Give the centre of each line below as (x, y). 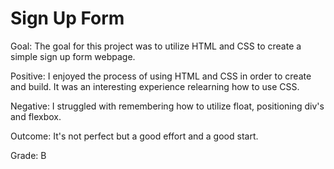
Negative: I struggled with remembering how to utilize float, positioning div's (167, 106)
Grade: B (28, 155)
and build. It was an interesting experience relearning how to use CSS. (155, 86)
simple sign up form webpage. (73, 56)
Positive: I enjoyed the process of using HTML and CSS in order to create (161, 76)
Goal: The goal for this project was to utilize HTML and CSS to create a (156, 46)
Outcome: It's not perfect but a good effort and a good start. (134, 136)
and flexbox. (36, 116)
